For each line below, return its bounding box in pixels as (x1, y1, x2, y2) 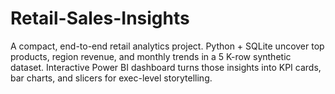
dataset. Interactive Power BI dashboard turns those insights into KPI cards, (10, 61, 322, 73)
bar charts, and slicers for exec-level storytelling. (10, 72, 213, 84)
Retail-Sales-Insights (10, 7, 190, 30)
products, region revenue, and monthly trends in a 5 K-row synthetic (10, 50, 292, 62)
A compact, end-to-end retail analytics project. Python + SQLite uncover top (10, 40, 325, 52)
